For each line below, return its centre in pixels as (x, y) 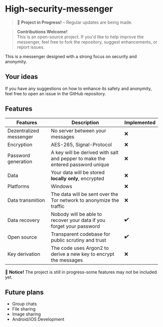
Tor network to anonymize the (85, 200)
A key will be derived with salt (85, 152)
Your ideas (22, 77)
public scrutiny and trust (79, 240)
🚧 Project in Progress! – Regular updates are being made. (74, 22)
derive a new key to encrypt (82, 254)
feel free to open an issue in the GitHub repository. (56, 93)
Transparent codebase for (81, 234)
